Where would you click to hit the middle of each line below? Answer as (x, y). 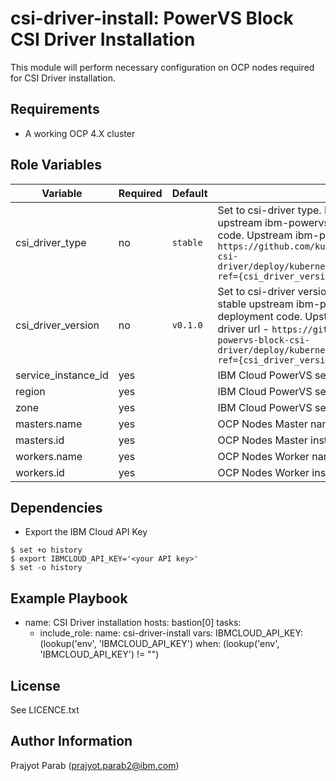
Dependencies (56, 507)
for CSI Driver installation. (63, 78)
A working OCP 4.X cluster (80, 133)
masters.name (49, 424)
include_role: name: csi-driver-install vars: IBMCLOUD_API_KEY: (171, 633)
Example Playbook (69, 598)
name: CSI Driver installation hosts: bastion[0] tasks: (133, 623)
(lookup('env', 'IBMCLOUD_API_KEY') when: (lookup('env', (159, 644)
